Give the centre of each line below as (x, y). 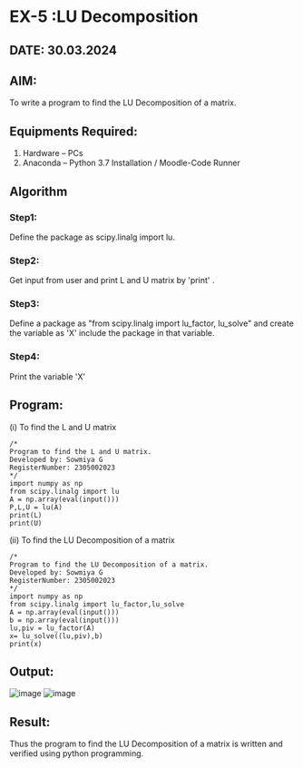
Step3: (24, 304)
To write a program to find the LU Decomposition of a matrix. (123, 103)
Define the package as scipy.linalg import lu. (92, 237)
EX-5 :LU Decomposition (104, 17)
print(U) (26, 523)
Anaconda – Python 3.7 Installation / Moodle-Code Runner (131, 163)
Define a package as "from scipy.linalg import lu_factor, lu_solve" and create (152, 323)
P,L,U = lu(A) (36, 507)
